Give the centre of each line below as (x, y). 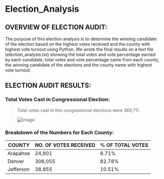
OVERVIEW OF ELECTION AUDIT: (56, 27)
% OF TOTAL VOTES (124, 145)
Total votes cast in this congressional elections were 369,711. (79, 110)
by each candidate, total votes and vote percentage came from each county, (82, 60)
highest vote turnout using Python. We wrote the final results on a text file (79, 49)
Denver (16, 161)
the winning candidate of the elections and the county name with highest (79, 65)
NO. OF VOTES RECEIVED (65, 145)
